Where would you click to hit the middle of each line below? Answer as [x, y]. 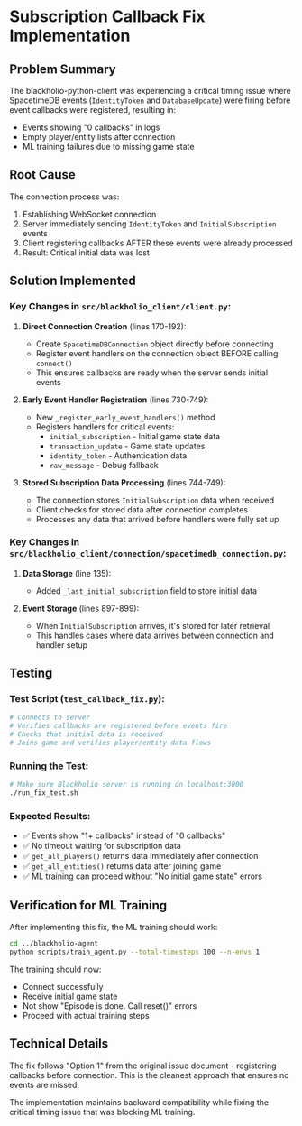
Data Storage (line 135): [67, 573]
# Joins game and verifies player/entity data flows [110, 743]
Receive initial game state [70, 996]
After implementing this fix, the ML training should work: [114, 928]
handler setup [62, 645]
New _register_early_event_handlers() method [125, 417]
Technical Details [59, 1044]
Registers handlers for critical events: [105, 427]
